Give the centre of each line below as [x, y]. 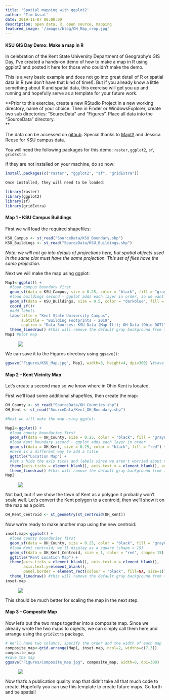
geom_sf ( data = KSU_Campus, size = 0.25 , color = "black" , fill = [81, 292]
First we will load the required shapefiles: [48, 229]
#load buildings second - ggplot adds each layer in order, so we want [87, 297]
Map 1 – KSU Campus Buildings [38, 218]
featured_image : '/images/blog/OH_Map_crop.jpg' [57, 29]
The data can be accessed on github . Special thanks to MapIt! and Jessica [83, 135]
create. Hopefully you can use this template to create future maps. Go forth [83, 687]
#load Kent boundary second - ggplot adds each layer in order [78, 442]
